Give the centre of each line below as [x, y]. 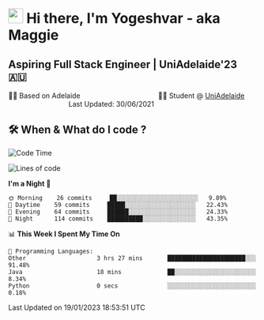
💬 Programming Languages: [51, 251]
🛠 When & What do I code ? [77, 130]
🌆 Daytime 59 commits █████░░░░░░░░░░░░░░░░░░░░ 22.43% [118, 205]
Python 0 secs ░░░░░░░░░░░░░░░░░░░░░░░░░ [132, 286]
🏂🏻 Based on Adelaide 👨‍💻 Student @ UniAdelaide [126, 96]
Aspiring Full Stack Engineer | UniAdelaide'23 [123, 64]
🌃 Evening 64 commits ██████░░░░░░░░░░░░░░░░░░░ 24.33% [118, 212]
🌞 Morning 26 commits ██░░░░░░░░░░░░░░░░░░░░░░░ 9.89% [117, 198]
